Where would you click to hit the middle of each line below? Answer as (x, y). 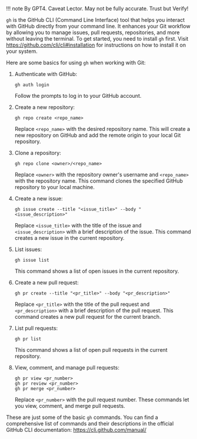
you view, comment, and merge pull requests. (70, 406)
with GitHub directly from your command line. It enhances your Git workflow (98, 26)
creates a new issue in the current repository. (69, 238)
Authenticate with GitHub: (46, 74)
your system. (22, 51)
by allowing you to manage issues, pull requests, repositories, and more (93, 32)
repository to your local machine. (55, 187)
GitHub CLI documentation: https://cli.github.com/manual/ (76, 430)
